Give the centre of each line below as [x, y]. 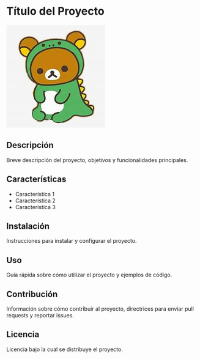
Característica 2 [35, 201]
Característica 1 [35, 194]
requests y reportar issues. [40, 315]
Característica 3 [35, 207]
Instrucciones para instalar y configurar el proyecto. [72, 241]
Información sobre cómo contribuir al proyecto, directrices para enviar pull [100, 309]
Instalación [28, 226]
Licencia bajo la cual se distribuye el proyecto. [65, 349]
